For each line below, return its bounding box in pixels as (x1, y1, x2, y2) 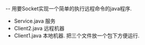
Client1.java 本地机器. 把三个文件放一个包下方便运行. (13, 32, 140, 39)
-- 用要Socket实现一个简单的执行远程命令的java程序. (5, 5, 132, 12)
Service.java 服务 (13, 18, 56, 25)
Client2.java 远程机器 (13, 25, 65, 32)
